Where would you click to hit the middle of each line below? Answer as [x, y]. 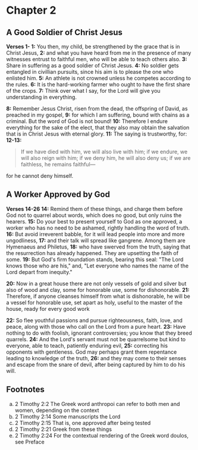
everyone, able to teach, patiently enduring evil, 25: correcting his [87, 345]
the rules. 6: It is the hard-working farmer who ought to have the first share [98, 84]
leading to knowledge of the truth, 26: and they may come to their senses [96, 358]
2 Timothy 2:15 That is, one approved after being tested [83, 423]
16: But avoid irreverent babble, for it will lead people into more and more [95, 234]
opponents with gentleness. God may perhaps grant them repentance [92, 352]
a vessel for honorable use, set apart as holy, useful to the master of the [94, 302]
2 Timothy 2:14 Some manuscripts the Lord [67, 416]
